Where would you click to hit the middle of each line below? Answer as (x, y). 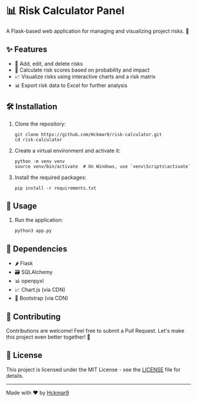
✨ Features (27, 50)
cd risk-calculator (38, 140)
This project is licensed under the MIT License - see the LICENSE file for (93, 369)
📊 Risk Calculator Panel (65, 11)
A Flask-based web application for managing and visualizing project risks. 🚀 (98, 31)
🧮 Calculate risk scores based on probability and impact (82, 70)
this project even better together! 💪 (48, 337)
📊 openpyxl (29, 281)
